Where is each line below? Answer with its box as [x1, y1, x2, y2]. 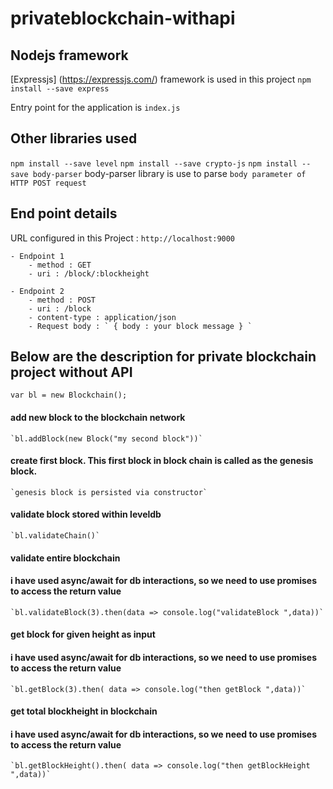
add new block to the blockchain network [10, 412, 186, 424]
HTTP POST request [10, 178, 87, 188]
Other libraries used [10, 130, 138, 147]
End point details [10, 205, 118, 222]
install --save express [10, 84, 110, 94]
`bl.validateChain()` [10, 531, 101, 541]
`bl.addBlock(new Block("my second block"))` [10, 433, 203, 444]
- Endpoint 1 [10, 251, 65, 261]
